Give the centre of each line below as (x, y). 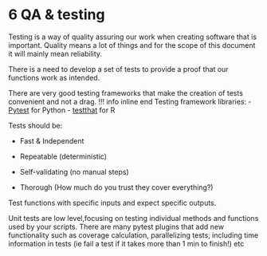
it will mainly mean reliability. (55, 53)
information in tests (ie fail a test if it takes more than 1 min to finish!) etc (126, 243)
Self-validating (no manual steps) (74, 171)
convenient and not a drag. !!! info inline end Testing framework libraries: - (130, 101)
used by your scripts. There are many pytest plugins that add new (116, 226)
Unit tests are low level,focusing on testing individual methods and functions (133, 218)
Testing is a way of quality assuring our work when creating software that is (133, 37)
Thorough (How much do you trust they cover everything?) (116, 187)
